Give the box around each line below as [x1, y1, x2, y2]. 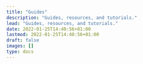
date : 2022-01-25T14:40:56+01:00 [6, 26, 91, 32]
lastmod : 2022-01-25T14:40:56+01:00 [6, 32, 99, 38]
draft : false [6, 37, 40, 43]
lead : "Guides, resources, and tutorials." [6, 20, 119, 26]
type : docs [6, 49, 34, 55]
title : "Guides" [6, 9, 47, 15]
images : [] [6, 43, 34, 49]
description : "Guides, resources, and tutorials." [6, 15, 138, 21]
